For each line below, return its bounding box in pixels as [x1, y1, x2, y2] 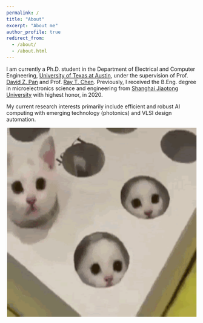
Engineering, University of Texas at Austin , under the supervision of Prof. [6, 71, 188, 79]
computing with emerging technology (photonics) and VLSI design [6, 109, 172, 116]
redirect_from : [6, 35, 45, 42]
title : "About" [6, 16, 45, 22]
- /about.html [12, 48, 47, 54]
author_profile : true [6, 29, 61, 35]
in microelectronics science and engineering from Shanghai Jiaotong [6, 85, 179, 92]
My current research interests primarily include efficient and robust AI [6, 103, 181, 110]
